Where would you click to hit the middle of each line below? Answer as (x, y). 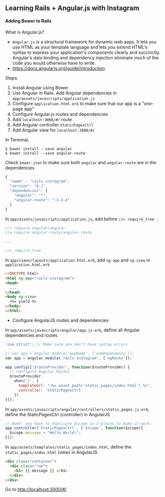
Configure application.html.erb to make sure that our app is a (77, 103)
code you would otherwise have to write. (54, 63)
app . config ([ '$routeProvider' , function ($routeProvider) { (68, 367)
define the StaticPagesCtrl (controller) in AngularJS (58, 414)
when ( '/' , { (26, 381)
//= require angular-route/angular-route (49, 233)
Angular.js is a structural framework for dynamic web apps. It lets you (84, 41)
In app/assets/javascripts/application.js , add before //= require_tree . (82, 219)
